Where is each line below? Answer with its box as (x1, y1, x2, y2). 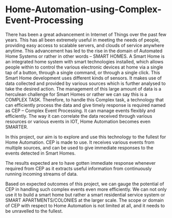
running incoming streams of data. (5, 170, 78, 177)
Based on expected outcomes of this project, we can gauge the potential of (5, 181, 164, 187)
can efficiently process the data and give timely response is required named (5, 102, 166, 108)
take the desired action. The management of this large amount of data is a (5, 85, 161, 92)
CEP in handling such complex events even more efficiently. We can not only (5, 186, 167, 192)
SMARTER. (5, 124, 28, 130)
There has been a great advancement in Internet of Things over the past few (5, 31, 166, 37)
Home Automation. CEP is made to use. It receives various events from (5, 139, 155, 145)
